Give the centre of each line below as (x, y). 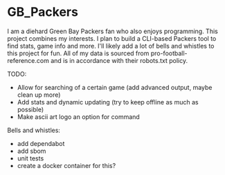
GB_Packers (43, 12)
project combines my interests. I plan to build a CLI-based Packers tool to (112, 38)
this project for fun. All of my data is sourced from (78, 53)
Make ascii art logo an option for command (78, 117)
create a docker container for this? (66, 165)
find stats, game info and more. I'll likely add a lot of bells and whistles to (111, 46)
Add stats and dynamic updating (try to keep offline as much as (108, 102)
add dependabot (41, 143)
